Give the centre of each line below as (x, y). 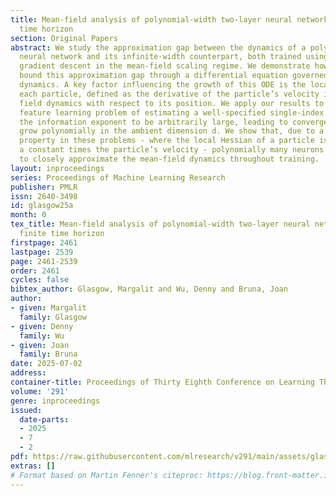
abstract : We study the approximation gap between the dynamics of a (158, 47)
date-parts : (44, 419)
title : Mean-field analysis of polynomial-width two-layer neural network (169, 19)
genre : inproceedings (55, 401)
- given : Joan (40, 345)
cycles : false (40, 280)
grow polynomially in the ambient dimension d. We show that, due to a (172, 131)
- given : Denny (42, 326)
